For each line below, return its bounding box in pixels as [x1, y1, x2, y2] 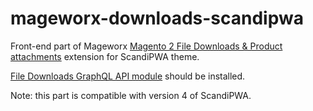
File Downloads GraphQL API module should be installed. [10, 70, 246, 82]
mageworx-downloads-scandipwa [10, 7, 304, 30]
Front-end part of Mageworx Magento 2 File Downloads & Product [10, 40, 283, 52]
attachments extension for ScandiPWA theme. [10, 50, 200, 62]
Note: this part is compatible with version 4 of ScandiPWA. [10, 89, 252, 101]
